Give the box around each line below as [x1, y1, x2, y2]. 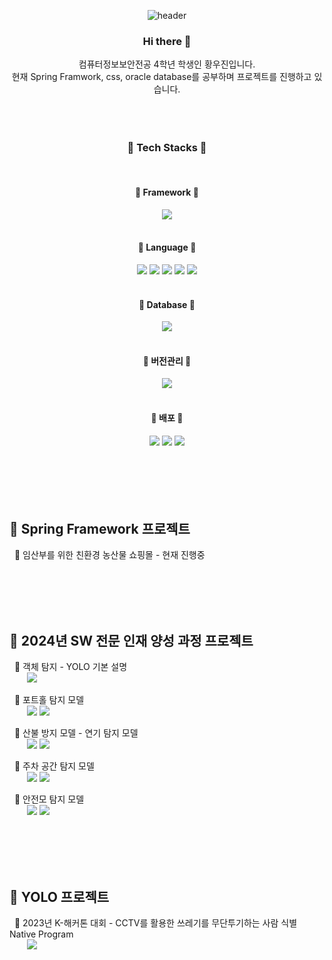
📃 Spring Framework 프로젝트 [9, 521, 191, 537]
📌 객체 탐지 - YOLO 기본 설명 [13, 661, 128, 673]
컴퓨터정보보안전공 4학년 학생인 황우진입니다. [78, 58, 256, 70]
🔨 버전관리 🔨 [142, 355, 192, 367]
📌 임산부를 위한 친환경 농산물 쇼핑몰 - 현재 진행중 [13, 549, 206, 561]
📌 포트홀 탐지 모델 [13, 694, 85, 706]
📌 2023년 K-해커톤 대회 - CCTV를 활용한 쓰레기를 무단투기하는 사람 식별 [13, 917, 298, 929]
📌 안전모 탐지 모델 [13, 793, 85, 805]
